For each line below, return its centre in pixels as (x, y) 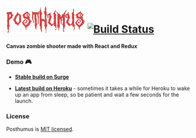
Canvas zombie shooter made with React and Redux (72, 46)
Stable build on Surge (42, 77)
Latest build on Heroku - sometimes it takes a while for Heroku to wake (102, 88)
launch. (24, 101)
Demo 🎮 (19, 62)
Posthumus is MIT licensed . (40, 129)
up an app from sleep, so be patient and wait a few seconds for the (97, 95)
